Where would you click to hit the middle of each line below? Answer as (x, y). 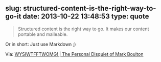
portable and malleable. (43, 34)
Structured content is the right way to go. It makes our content (83, 29)
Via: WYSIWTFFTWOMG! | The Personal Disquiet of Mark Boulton (74, 54)
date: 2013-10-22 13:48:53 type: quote (86, 17)
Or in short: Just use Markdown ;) (41, 44)
